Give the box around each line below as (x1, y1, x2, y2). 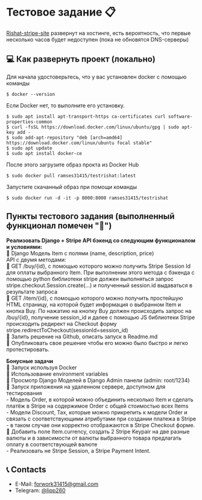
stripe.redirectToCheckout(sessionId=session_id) (6, 326, 128, 334)
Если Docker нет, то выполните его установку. (6, 101, 125, 109)
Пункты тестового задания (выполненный (6, 211, 175, 221)
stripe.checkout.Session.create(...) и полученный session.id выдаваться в (6, 282, 193, 289)
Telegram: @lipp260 (14, 487, 66, 494)
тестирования (6, 389, 42, 396)
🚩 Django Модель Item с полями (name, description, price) (6, 249, 154, 257)
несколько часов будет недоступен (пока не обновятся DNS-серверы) (6, 36, 189, 43)
